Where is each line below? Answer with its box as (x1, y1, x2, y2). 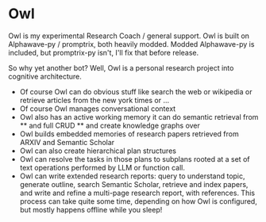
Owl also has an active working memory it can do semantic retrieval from (19, 112, 259, 121)
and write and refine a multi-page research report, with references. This (19, 188, 256, 197)
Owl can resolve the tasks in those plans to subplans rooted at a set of (19, 154, 250, 163)
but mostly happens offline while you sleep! (19, 205, 163, 214)
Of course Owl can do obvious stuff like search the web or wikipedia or (19, 86, 253, 96)
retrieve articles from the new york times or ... (19, 95, 170, 105)
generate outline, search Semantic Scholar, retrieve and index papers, (19, 179, 249, 189)
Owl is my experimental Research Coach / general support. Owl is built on (8, 31, 250, 40)
